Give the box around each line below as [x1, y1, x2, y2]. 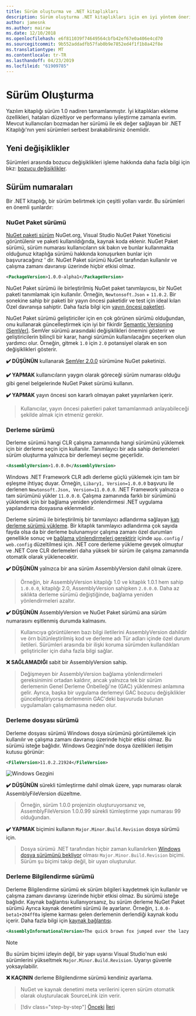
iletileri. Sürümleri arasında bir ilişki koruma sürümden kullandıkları [20, 641, 180, 648]
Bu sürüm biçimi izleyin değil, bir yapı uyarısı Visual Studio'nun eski [6, 950, 167, 957]
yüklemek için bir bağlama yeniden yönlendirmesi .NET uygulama [6, 498, 163, 505]
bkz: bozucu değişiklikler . [6, 165, 67, 172]
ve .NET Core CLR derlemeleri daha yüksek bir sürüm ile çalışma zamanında [6, 547, 189, 554]
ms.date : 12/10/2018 [6, 30, 57, 36]
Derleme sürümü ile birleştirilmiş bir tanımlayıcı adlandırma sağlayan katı [6, 516, 180, 523]
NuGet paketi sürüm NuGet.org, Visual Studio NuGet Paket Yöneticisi [6, 232, 171, 239]
